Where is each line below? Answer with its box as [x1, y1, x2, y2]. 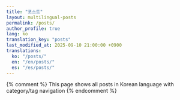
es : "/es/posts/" [11, 64, 55, 71]
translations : [6, 48, 42, 54]
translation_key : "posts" [6, 37, 71, 43]
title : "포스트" [6, 8, 43, 15]
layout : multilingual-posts [6, 14, 77, 20]
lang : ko [6, 31, 28, 37]
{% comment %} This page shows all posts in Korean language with [6, 81, 174, 88]
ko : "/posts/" [11, 53, 47, 59]
